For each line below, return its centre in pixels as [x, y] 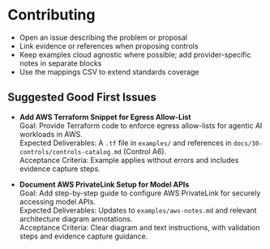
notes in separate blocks [60, 63]
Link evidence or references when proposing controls [109, 45]
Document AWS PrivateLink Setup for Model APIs [104, 184]
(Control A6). [145, 151]
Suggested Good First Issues [82, 98]
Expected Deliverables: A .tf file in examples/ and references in [125, 143]
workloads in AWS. [51, 134]
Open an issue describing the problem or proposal [103, 37]
